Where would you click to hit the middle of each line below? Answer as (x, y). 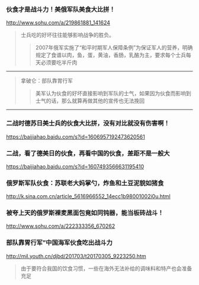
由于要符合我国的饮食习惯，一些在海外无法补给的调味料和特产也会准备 (106, 268)
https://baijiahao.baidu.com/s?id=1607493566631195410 (75, 166)
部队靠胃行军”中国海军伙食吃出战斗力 (59, 243)
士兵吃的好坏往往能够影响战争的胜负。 (67, 35)
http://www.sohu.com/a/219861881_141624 (58, 23)
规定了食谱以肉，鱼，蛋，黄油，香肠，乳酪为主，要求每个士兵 (111, 55)
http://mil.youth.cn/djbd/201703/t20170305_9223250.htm (76, 256)
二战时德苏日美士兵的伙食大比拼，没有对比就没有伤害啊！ (88, 123)
